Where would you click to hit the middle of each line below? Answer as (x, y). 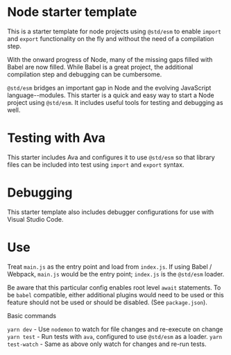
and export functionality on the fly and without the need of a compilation (111, 38)
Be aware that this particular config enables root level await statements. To (114, 287)
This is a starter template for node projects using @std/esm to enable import (114, 31)
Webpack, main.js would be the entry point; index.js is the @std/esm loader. (116, 274)
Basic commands (32, 315)
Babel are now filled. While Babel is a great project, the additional (100, 67)
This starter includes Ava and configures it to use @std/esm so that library (111, 157)
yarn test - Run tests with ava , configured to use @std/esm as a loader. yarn (115, 336)
